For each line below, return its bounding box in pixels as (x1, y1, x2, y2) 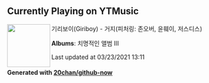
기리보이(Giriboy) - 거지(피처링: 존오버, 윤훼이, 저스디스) (51, 24, 203, 33)
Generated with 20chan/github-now (7, 69, 113, 77)
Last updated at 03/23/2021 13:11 (51, 53, 145, 61)
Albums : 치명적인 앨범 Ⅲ (51, 39, 119, 47)
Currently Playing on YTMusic (7, 5, 139, 17)
